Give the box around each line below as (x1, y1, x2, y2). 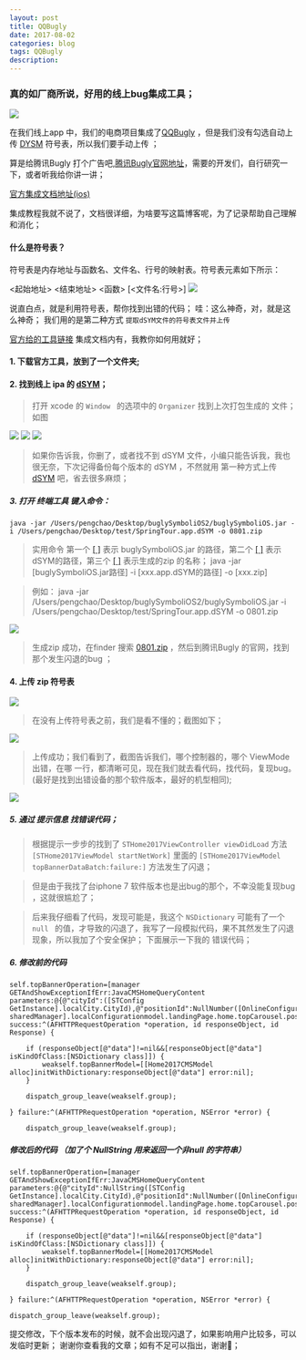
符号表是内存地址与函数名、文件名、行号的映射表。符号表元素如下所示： (9, 263, 280, 274)
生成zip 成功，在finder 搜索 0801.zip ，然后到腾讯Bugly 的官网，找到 (31, 642, 290, 653)
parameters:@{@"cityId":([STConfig (9, 996, 145, 1005)
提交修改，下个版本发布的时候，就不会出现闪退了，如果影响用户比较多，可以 (9, 1328, 297, 1340)
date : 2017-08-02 (9, 30, 76, 39)
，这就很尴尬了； (31, 892, 97, 903)
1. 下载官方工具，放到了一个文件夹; (9, 356, 140, 367)
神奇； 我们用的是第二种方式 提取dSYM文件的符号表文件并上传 (16, 314, 230, 325)
